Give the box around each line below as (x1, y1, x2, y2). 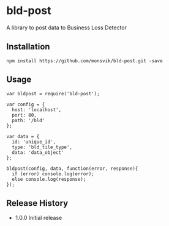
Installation (6, 42, 50, 52)
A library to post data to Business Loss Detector (6, 24, 127, 31)
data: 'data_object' (12, 149, 64, 156)
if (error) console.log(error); (12, 170, 95, 177)
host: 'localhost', (12, 106, 62, 113)
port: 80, (12, 112, 37, 118)
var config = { (6, 101, 45, 108)
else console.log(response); (12, 176, 86, 182)
